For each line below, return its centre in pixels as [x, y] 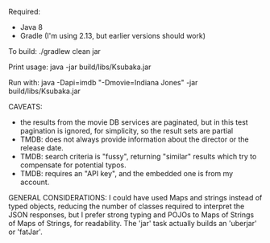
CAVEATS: [25, 107]
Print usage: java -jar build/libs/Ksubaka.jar [80, 67]
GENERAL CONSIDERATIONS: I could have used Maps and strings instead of [135, 198]
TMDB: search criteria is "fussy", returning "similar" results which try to [138, 157]
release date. [42, 148]
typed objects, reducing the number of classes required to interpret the [127, 206]
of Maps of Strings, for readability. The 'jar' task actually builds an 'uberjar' [133, 223]
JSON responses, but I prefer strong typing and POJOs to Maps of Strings [131, 215]
